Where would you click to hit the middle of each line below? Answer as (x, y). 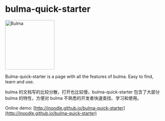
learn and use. (20, 81)
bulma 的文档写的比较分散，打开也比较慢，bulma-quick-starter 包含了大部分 (82, 92)
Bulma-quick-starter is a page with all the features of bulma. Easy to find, (79, 76)
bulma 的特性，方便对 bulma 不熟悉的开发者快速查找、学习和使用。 (73, 98)
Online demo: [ (20, 108)
